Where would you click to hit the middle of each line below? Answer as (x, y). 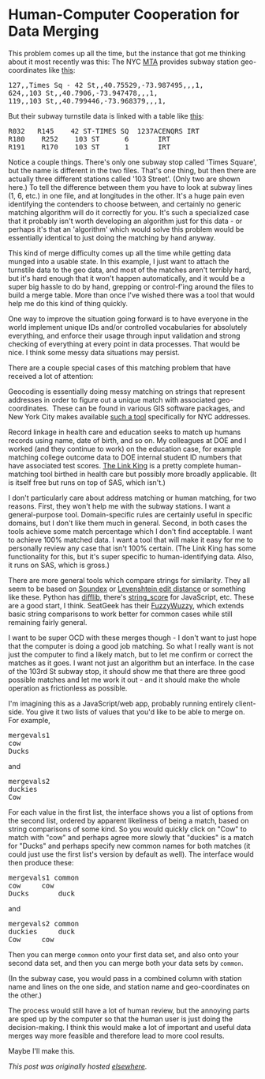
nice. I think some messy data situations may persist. (94, 352)
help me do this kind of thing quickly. (68, 303)
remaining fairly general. (48, 622)
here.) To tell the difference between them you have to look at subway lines (131, 187)
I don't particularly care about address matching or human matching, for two (132, 498)
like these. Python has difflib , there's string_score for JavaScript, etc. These (131, 597)
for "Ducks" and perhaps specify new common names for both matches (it (129, 846)
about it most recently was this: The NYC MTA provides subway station (123, 62)
